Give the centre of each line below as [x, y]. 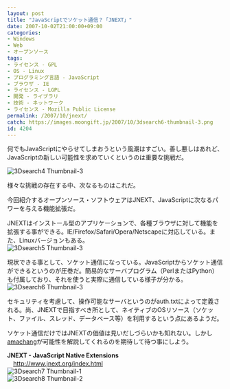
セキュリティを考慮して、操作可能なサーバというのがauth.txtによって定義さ [113, 301]
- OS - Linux [26, 71]
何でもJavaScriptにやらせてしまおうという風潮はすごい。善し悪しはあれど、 [115, 149]
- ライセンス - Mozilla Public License [61, 109]
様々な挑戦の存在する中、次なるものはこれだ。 [73, 186]
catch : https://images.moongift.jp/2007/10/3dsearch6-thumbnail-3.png [110, 122]
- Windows [21, 39]
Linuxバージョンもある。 [54, 241]
